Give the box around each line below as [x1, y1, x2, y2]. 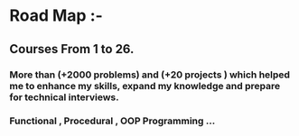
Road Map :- [9, 5, 104, 26]
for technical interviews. [9, 91, 119, 104]
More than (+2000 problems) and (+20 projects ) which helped [9, 68, 291, 81]
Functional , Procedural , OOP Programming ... [9, 114, 216, 127]
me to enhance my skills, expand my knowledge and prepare [9, 79, 281, 92]
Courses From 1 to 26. [9, 41, 135, 57]
